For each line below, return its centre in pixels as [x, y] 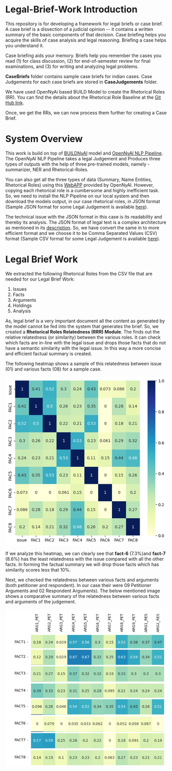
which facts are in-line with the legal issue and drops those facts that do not [85, 342]
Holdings [22, 305]
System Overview [44, 139]
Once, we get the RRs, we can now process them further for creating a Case [86, 113]
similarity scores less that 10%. [38, 570]
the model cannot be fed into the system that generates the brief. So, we [82, 326]
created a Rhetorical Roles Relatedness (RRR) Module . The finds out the [83, 332]
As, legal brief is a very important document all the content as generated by [85, 321]
